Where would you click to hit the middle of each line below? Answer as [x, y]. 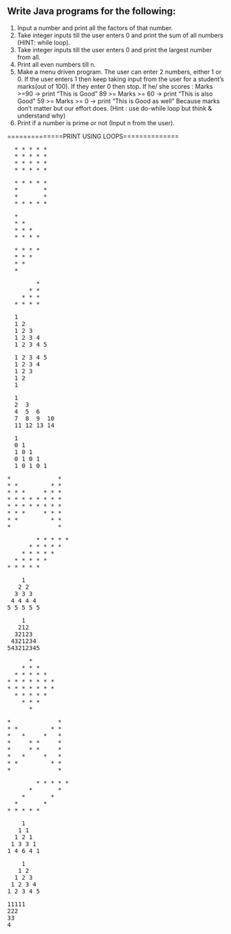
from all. [29, 57]
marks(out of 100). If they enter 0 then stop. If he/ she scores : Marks [115, 86]
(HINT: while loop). [44, 42]
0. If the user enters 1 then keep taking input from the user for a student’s [121, 79]
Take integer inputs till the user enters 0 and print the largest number [114, 50]
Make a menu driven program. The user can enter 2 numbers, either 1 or [119, 72]
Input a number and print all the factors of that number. [95, 28]
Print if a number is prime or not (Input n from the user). [96, 122]
